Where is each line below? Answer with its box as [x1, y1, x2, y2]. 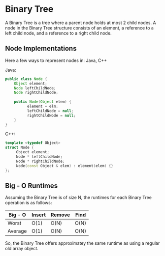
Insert [32, 211, 46, 218]
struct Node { [5, 145, 34, 150]
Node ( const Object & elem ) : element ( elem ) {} [16, 163, 113, 168]
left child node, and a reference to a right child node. [5, 30, 112, 36]
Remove [50, 211, 70, 218]
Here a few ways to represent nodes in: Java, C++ [5, 57, 107, 63]
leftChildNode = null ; [27, 108, 74, 114]
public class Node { [5, 76, 48, 82]
